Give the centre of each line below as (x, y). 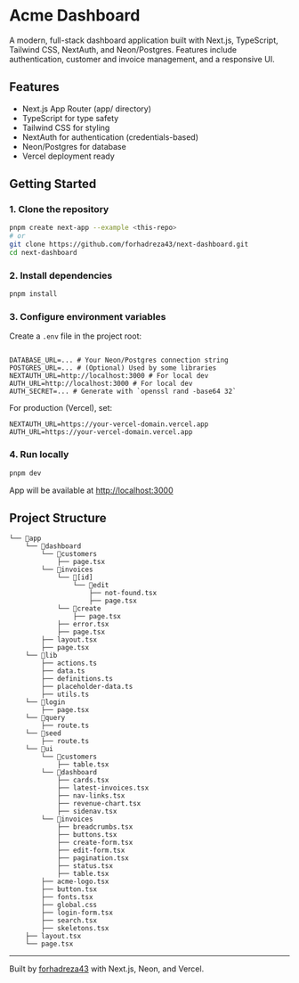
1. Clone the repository (59, 209)
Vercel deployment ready (69, 156)
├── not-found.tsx (123, 594)
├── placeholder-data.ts (87, 687)
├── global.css (69, 905)
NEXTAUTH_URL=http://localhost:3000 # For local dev (109, 376)
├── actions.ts (69, 664)
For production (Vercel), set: (61, 408)
